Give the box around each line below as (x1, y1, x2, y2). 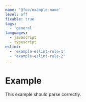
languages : (5, 30, 28, 35)
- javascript (9, 35, 37, 40)
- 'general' (9, 26, 35, 31)
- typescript (9, 40, 37, 45)
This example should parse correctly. (5, 92, 81, 98)
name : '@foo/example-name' (5, 7, 61, 12)
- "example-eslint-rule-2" (9, 53, 66, 59)
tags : (5, 21, 16, 26)
